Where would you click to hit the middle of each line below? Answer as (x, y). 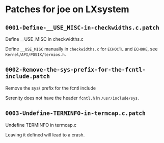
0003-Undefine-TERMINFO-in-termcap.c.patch (76, 113)
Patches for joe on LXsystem (67, 9)
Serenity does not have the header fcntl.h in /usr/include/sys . (72, 98)
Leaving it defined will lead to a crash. (45, 135)
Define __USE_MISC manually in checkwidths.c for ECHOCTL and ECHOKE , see (81, 49)
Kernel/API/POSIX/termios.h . (36, 54)
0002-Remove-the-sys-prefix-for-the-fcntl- (76, 70)
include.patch (28, 76)
